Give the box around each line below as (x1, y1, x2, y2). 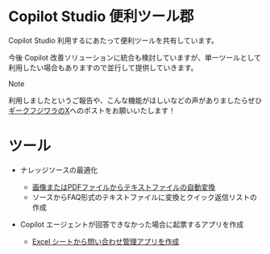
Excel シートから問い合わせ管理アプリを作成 (31, 236, 180, 246)
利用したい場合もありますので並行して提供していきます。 (8, 62, 198, 73)
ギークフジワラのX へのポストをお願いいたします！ (8, 106, 176, 115)
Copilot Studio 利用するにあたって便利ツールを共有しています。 (8, 35, 219, 45)
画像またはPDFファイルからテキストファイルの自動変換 (31, 182, 216, 192)
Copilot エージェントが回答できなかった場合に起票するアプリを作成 (19, 219, 244, 229)
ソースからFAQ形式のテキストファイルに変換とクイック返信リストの (31, 192, 258, 202)
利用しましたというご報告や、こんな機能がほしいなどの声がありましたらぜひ (8, 95, 263, 105)
